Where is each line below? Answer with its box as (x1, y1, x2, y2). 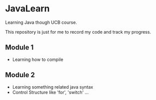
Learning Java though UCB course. (5, 19, 77, 25)
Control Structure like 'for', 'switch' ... (12, 89, 89, 95)
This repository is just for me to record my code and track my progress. (5, 29, 152, 35)
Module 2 (5, 71, 35, 79)
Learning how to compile (12, 56, 64, 62)
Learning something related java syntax (12, 84, 93, 90)
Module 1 (5, 43, 34, 52)
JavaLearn (5, 3, 50, 14)
